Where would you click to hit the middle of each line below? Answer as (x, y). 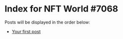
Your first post (26, 31)
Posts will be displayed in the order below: (47, 22)
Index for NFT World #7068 (61, 9)
